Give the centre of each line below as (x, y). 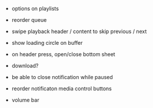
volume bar (25, 100)
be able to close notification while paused (62, 77)
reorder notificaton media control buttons (61, 89)
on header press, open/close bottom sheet (64, 54)
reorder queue (29, 20)
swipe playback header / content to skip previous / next (79, 31)
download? (25, 66)
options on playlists (35, 9)
